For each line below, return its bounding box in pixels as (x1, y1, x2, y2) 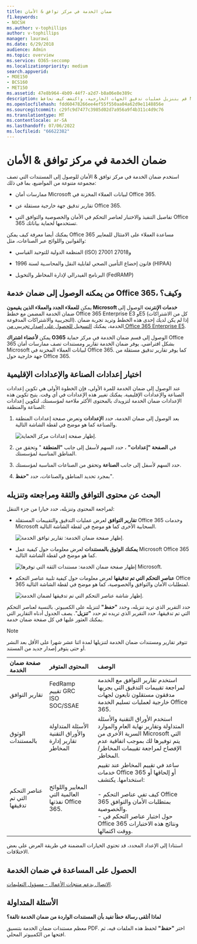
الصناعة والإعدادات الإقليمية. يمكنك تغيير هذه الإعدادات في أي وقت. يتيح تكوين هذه (6, 391, 185, 398)
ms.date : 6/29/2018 (6, 42, 54, 47)
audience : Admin (6, 47, 46, 53)
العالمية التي (49, 790, 80, 799)
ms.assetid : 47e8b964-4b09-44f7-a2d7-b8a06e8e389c (6, 90, 133, 96)
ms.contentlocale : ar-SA (6, 118, 67, 124)
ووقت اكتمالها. (98, 827, 133, 835)
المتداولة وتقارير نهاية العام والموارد (98, 722, 185, 730)
